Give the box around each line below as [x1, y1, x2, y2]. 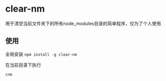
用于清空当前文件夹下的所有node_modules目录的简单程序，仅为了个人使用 [5, 20, 161, 26]
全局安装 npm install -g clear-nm [5, 51, 77, 57]
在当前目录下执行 [5, 62, 41, 68]
